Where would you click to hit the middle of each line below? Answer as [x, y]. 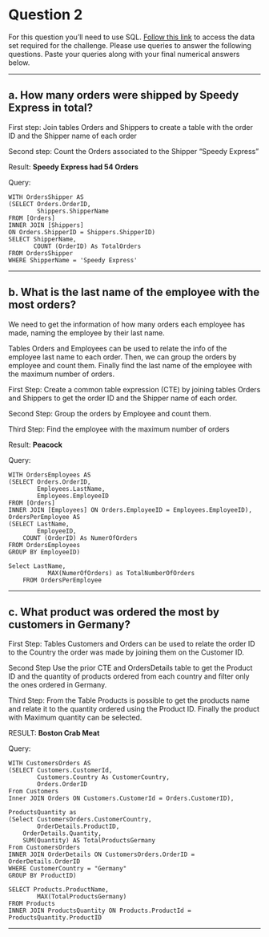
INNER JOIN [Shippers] [46, 225]
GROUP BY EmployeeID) [44, 552]
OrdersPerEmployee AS [44, 517]
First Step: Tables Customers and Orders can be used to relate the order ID [132, 644]
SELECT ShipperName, [43, 239]
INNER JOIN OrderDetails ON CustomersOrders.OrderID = [102, 855]
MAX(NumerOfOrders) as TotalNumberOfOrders [121, 573]
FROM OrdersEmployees [44, 545]
